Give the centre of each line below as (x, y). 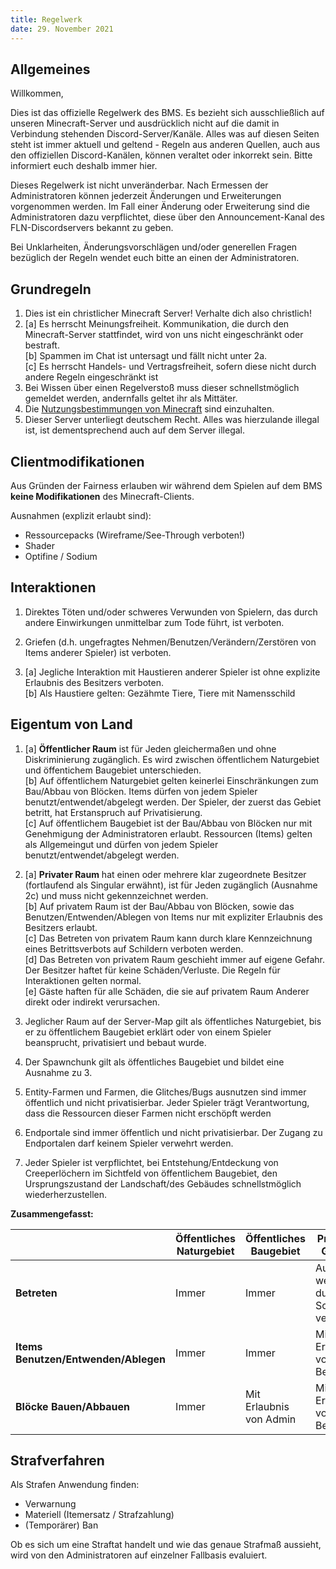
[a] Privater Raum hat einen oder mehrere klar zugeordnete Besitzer (165, 874)
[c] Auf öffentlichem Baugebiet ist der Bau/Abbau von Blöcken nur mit (168, 823)
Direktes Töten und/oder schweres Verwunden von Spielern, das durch (171, 612)
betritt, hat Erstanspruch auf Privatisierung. (113, 812)
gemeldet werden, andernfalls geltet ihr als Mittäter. (131, 398)
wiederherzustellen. (65, 1194)
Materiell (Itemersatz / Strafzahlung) (99, 1515)
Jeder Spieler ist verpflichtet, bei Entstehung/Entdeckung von (151, 1162)
